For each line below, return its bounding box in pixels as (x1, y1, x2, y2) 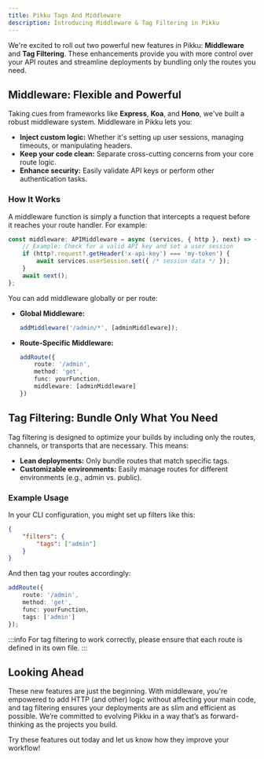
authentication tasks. (19, 174, 88, 184)
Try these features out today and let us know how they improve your (8, 735, 229, 745)
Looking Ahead (8, 665, 84, 679)
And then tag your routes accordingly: (8, 569, 131, 578)
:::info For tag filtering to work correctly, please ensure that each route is (8, 634, 243, 644)
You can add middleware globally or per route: (8, 293, 159, 302)
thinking (8, 720, 35, 729)
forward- (210, 712, 240, 721)
